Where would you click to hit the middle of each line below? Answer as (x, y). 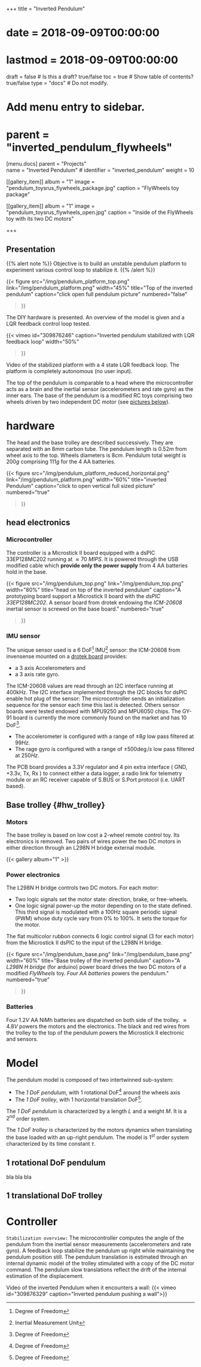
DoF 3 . (13, 724)
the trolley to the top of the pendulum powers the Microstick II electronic (95, 1032)
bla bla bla (19, 1177)
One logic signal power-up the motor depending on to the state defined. (103, 906)
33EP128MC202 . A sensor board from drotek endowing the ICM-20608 (94, 602)
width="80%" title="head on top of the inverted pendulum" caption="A (94, 590)
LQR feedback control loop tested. (48, 324)
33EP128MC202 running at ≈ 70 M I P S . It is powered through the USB (92, 559)
